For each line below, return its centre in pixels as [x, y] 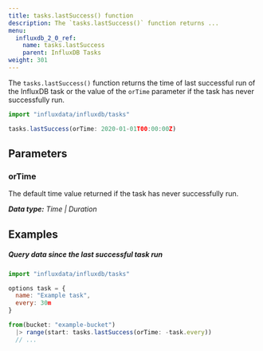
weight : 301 [28, 61]
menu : [17, 30]
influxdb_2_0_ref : [46, 38]
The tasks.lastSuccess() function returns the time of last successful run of [132, 83]
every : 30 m [33, 303]
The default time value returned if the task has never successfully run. [124, 194]
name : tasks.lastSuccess [64, 45]
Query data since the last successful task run [86, 254]
